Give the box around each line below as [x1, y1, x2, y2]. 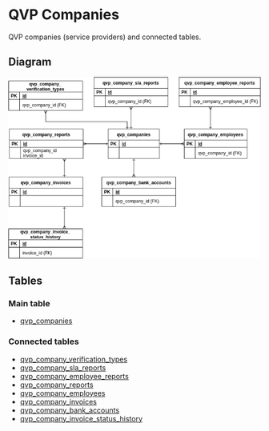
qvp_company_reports [19, 380, 94, 389]
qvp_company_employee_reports [19, 371, 130, 381]
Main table [8, 297, 50, 309]
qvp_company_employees [19, 388, 106, 397]
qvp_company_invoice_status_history [19, 413, 143, 423]
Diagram [8, 55, 52, 69]
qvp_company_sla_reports [19, 362, 106, 373]
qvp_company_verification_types [19, 354, 128, 364]
